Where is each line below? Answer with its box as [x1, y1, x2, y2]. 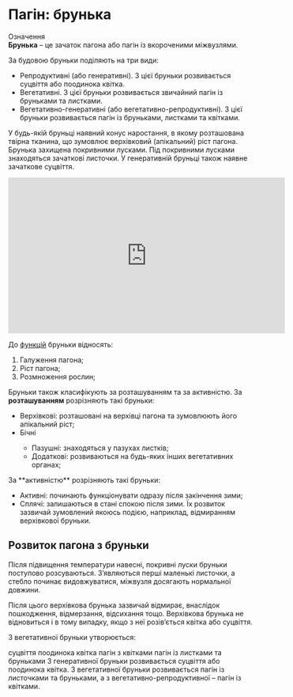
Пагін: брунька [8, 6, 112, 24]
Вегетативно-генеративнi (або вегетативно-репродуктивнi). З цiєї [19, 104, 243, 114]
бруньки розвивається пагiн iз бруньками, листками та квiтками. [19, 112, 241, 122]
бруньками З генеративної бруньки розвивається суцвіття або [8, 656, 220, 665]
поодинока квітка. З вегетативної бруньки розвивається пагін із [8, 665, 225, 674]
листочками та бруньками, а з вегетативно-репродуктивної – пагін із [8, 672, 242, 682]
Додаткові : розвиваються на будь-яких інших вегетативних [31, 451, 234, 460]
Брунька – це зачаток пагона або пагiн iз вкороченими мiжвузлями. [8, 40, 239, 49]
